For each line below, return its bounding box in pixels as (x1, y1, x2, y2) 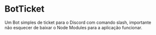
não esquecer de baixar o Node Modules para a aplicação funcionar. (4, 24, 142, 30)
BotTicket (4, 3, 45, 15)
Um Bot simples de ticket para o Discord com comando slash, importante (4, 19, 152, 25)
